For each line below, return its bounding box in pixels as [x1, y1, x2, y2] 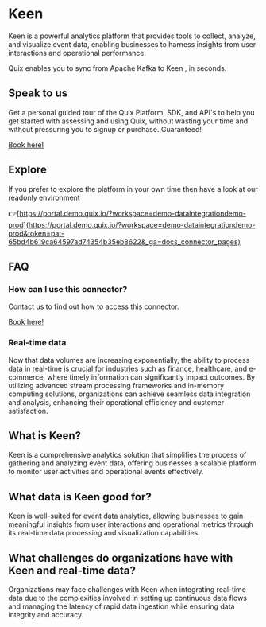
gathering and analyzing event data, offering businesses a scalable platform [8, 458, 256, 468]
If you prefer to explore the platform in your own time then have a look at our [8, 184, 258, 193]
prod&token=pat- [8, 228, 65, 238]
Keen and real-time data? [8, 563, 137, 577]
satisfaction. [8, 406, 49, 415]
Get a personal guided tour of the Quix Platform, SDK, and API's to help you [8, 107, 256, 117]
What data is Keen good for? [8, 490, 152, 504]
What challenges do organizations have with [8, 551, 233, 565]
